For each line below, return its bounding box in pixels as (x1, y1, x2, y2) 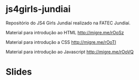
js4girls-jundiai (5, 3, 71, 15)
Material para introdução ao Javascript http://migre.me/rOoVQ (5, 49, 134, 55)
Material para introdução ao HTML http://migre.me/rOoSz (5, 29, 124, 35)
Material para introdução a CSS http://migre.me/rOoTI (5, 39, 116, 45)
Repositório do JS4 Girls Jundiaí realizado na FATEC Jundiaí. (5, 20, 130, 26)
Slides (5, 66, 32, 78)
